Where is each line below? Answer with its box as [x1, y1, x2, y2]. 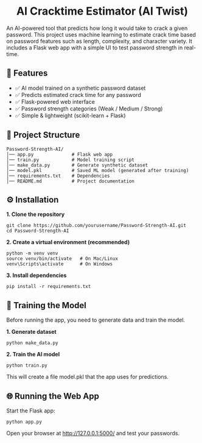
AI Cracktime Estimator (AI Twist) [16, 4, 189, 18]
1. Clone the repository [6, 211, 65, 218]
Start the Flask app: [6, 407, 56, 414]
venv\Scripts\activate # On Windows [6, 261, 113, 267]
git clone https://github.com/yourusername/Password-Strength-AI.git [6, 223, 187, 229]
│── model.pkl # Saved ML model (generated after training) [6, 167, 189, 173]
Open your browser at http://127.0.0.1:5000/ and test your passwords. [6, 430, 180, 437]
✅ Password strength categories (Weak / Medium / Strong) [15, 105, 163, 112]
